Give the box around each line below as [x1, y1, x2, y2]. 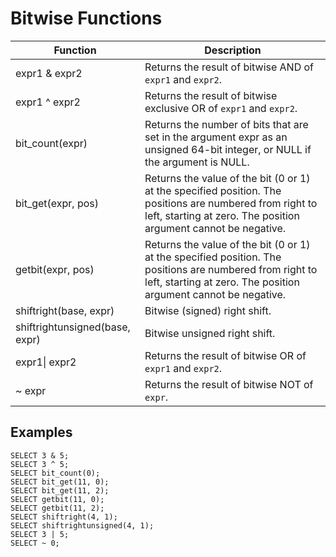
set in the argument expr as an [144, 130, 288, 144]
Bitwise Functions [10, 7, 163, 30]
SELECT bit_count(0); [10, 468, 101, 478]
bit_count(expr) [15, 136, 88, 150]
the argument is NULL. [144, 155, 250, 169]
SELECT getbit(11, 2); [10, 503, 105, 513]
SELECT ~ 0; [10, 538, 60, 548]
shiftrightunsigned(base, [15, 320, 131, 334]
